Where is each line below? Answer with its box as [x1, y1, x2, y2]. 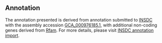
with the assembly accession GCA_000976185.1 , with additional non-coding [5, 22, 158, 28]
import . [5, 32, 20, 38]
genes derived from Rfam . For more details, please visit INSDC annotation [5, 27, 154, 33]
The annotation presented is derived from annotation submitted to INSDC [5, 17, 153, 22]
